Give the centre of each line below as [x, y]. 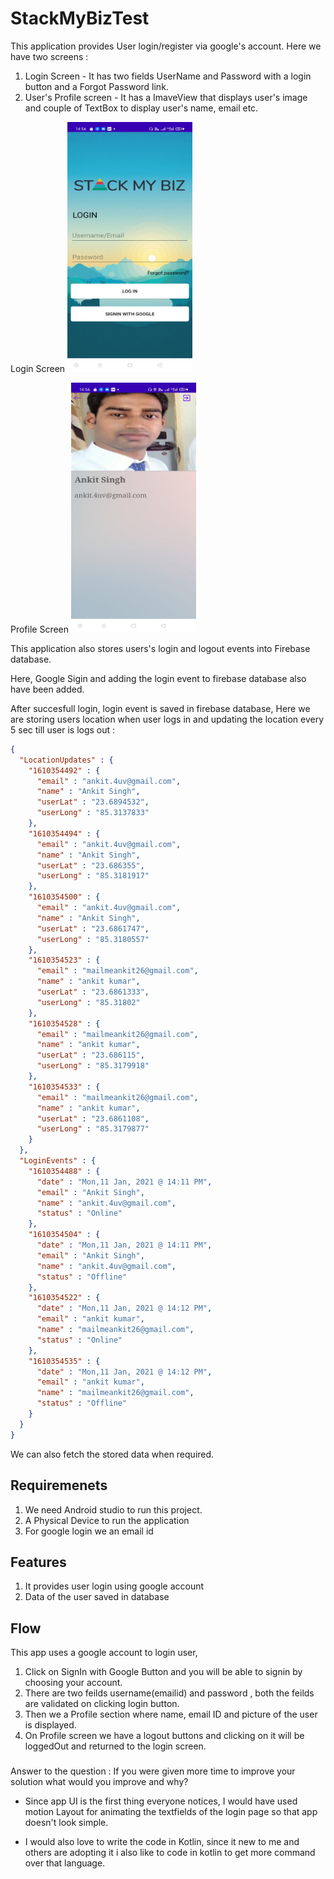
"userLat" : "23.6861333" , [93, 992]
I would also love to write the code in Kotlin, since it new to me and [162, 1842]
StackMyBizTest [80, 18]
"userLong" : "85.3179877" [93, 1129]
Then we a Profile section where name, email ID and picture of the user [171, 1714]
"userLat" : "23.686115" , [90, 1055]
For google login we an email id [89, 1531]
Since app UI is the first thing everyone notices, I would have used [161, 1801]
